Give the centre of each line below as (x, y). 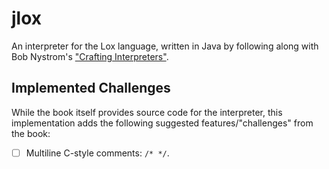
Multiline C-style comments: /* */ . (97, 153)
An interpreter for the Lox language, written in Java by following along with (165, 46)
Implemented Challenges (91, 88)
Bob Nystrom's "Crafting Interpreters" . (90, 56)
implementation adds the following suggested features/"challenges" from (162, 123)
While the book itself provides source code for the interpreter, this (147, 112)
